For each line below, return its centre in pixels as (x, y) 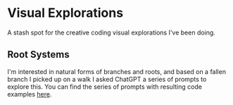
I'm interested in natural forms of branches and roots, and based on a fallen (117, 71)
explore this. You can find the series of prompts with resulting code (105, 87)
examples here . (30, 94)
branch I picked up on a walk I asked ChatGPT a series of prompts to (107, 79)
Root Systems (39, 55)
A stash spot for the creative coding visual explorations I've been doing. (112, 32)
